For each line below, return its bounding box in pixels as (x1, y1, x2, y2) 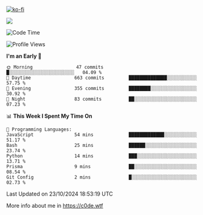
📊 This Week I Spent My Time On (6, 112, 92, 120)
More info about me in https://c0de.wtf (6, 202, 103, 209)
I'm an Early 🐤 (6, 52, 42, 60)
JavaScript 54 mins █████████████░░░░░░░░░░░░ (6, 132, 198, 138)
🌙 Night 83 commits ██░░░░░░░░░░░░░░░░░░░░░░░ (6, 96, 198, 102)
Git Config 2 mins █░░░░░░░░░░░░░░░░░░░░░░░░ (6, 174, 198, 180)
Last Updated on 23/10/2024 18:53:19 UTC (6, 190, 114, 197)
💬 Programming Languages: (6, 126, 72, 132)
